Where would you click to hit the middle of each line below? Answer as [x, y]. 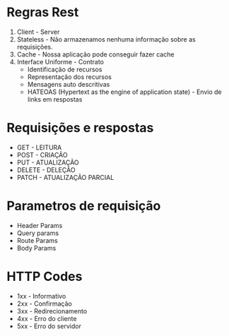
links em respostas [55, 99]
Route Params [37, 240]
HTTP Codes [45, 277]
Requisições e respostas [80, 128]
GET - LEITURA [39, 147]
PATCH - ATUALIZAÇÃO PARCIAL [65, 177]
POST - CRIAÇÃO [42, 155]
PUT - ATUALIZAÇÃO [48, 162]
